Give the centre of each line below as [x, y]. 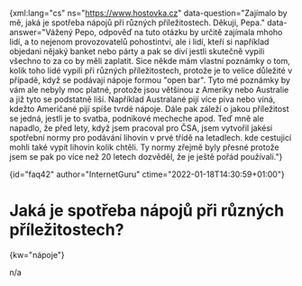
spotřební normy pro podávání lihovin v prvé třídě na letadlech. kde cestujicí [151, 138]
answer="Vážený [41, 32]
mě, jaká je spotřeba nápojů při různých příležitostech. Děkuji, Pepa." [137, 23]
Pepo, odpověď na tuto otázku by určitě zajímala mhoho [179, 32]
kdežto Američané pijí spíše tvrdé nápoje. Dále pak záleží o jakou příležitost [150, 109]
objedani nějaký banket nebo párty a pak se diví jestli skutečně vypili [137, 51]
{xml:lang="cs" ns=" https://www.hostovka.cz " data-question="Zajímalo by [148, 13]
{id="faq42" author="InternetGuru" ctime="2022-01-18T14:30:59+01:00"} [147, 174]
